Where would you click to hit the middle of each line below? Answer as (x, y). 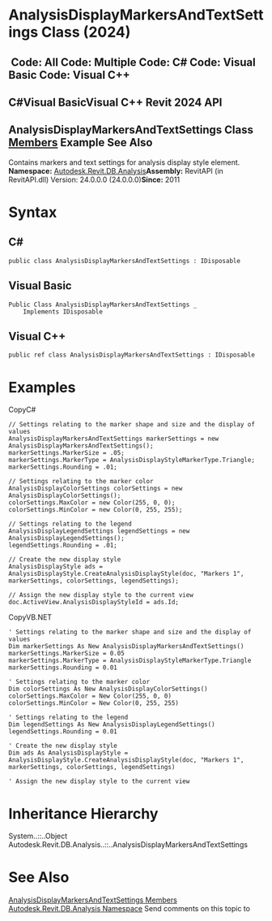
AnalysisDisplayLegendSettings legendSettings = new (99, 531)
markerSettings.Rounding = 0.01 (63, 668)
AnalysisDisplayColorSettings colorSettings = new (96, 489)
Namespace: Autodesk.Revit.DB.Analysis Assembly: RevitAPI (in (116, 171)
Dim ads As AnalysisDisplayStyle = (68, 753)
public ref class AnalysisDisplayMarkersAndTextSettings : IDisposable (132, 355)
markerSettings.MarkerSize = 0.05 (67, 654)
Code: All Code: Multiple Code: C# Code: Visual (134, 62)
